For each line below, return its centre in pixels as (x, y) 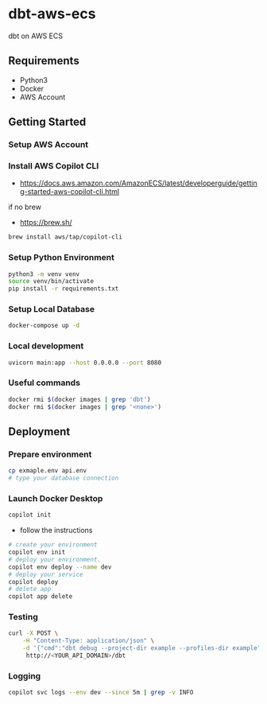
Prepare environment (50, 454)
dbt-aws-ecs (52, 14)
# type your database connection (64, 478)
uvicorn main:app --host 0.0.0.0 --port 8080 (85, 363)
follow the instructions (56, 531)
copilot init (30, 515)
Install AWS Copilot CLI (54, 165)
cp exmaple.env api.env (48, 471)
